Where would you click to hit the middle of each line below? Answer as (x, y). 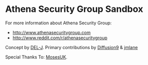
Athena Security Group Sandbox (74, 9)
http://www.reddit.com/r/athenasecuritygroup (60, 38)
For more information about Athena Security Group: (58, 23)
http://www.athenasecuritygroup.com (51, 32)
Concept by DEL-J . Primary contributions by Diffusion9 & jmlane (71, 47)
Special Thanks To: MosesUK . (36, 57)
